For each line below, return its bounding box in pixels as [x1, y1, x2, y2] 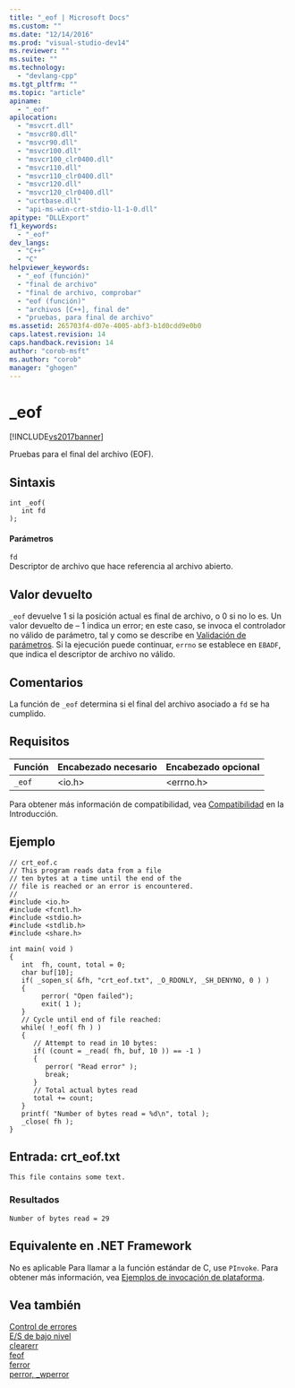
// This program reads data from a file [9, 866, 163, 875]
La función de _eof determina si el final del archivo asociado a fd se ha [9, 698, 270, 709]
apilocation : [9, 113, 58, 122]
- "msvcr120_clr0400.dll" [17, 188, 114, 197]
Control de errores [9, 1322, 78, 1332]
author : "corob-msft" [9, 346, 90, 355]
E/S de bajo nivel [9, 1331, 72, 1341]
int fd [21, 507, 46, 516]
